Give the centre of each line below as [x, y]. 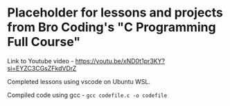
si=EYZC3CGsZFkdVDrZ [42, 68]
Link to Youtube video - [41, 61]
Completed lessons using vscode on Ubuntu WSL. [79, 81]
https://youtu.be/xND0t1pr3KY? [120, 61]
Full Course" [44, 42]
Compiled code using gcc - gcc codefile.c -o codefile [87, 95]
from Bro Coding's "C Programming [112, 27]
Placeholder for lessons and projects [115, 13]
